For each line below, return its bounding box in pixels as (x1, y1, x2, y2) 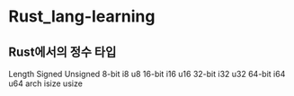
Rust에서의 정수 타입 (8, 44, 117, 59)
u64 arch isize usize (8, 78, 83, 89)
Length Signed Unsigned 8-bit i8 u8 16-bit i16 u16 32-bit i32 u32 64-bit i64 (8, 69, 286, 79)
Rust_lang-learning (8, 6, 156, 27)
